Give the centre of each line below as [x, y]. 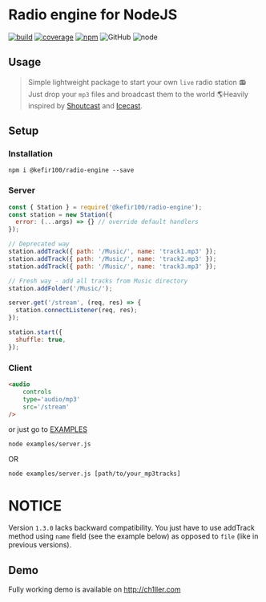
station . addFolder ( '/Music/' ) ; [60, 288]
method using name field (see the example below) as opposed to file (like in [133, 536]
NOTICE [35, 505]
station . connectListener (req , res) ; [77, 311]
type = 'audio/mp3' [52, 399]
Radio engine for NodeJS [93, 15]
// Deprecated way [39, 244]
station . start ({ [35, 332]
